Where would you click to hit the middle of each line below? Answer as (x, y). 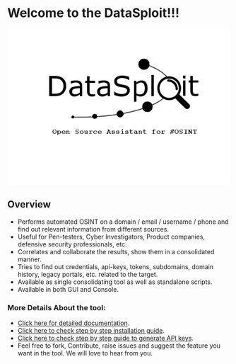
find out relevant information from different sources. (93, 229)
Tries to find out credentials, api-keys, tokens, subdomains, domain (116, 266)
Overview (29, 204)
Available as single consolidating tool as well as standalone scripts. (115, 282)
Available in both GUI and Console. (68, 289)
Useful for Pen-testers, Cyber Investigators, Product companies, (111, 237)
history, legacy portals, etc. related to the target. (88, 274)
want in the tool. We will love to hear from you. (85, 353)
